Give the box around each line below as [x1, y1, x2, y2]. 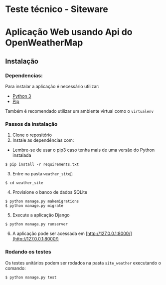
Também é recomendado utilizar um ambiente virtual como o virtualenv [5, 108, 154, 114]
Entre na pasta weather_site [12, 171, 73, 177]
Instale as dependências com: [12, 137, 74, 143]
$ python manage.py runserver [5, 222, 68, 227]
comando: [5, 265, 26, 271]
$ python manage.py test [5, 274, 57, 280]
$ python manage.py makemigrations [5, 199, 79, 204]
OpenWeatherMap [5, 37, 83, 49]
